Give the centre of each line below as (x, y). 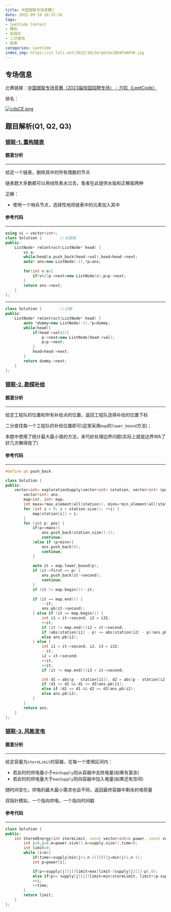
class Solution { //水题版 (41, 238)
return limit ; (38, 895)
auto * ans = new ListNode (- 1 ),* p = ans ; (62, 262)
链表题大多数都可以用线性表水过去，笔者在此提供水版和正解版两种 (74, 183)
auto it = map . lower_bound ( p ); (66, 566)
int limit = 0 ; (37, 848)
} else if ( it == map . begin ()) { (68, 613)
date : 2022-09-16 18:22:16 (34, 15)
